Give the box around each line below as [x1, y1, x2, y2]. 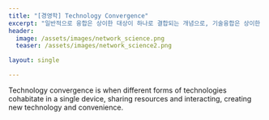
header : [8, 27, 35, 35]
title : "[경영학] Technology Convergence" [8, 11, 149, 20]
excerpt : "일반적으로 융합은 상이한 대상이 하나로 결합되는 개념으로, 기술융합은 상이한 [8, 19, 261, 27]
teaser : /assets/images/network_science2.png [15, 42, 173, 50]
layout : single [8, 56, 60, 64]
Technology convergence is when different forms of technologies [8, 85, 227, 95]
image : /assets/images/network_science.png [15, 34, 164, 43]
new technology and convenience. [8, 102, 124, 112]
